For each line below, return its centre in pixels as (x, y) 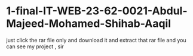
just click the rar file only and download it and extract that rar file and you (96, 40)
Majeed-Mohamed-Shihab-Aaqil (89, 24)
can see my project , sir (35, 46)
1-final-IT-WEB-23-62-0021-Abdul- (97, 11)
